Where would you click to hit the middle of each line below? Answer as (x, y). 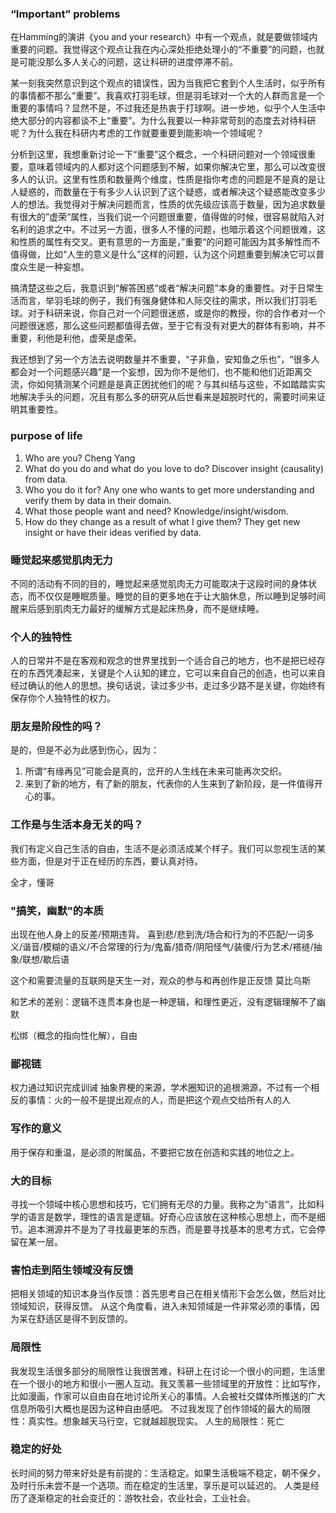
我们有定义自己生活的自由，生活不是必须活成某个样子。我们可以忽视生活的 (163, 848)
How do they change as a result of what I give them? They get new (162, 521)
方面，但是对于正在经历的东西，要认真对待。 (110, 861)
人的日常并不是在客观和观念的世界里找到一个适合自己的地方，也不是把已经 (163, 661)
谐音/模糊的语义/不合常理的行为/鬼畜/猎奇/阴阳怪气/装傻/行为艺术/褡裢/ (168, 947)
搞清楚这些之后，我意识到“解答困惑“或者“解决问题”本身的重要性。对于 (154, 288)
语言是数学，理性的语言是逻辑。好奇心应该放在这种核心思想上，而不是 (172, 1216)
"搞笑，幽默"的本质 (57, 910)
